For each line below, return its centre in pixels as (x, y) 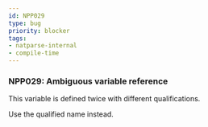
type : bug (25, 23)
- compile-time (34, 53)
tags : (17, 38)
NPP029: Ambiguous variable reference (88, 81)
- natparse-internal (43, 46)
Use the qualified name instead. (61, 114)
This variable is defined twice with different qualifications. (104, 99)
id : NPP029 (27, 16)
